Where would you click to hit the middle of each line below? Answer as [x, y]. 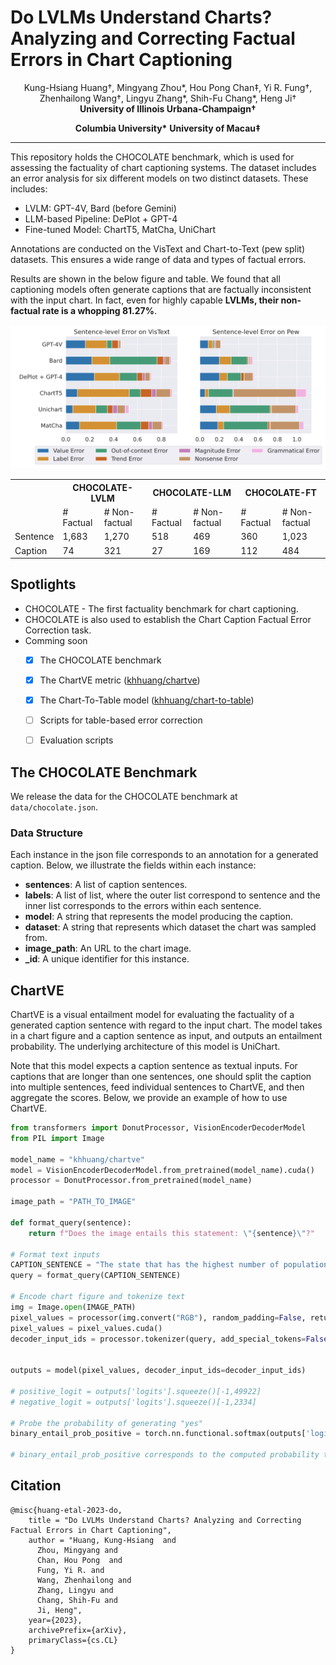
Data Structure [47, 833]
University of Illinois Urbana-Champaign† [168, 108]
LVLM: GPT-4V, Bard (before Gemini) [100, 208]
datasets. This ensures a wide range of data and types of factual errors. [158, 259]
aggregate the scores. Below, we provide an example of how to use [149, 1098]
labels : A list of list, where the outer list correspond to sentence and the [172, 895]
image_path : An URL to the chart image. [108, 948]
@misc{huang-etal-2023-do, [66, 1510]
